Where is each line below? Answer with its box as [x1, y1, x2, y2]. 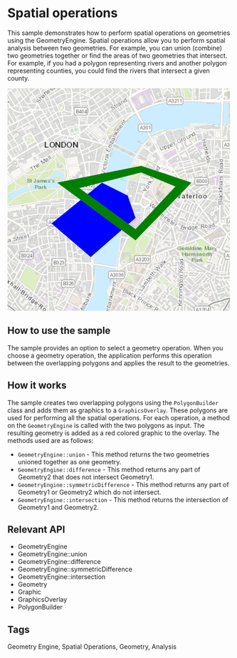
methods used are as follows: [7, 436, 94, 444]
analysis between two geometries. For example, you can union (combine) [7, 43, 223, 52]
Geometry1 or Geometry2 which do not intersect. [17, 488, 162, 496]
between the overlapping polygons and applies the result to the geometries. [7, 358, 230, 367]
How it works [7, 380, 67, 392]
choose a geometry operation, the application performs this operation [7, 351, 212, 360]
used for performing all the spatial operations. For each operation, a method [7, 413, 230, 422]
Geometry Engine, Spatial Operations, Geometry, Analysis [7, 642, 177, 651]
